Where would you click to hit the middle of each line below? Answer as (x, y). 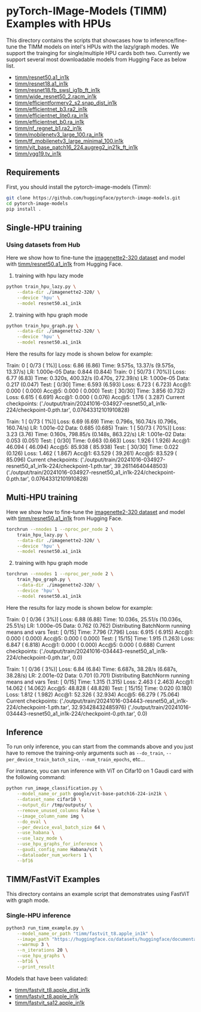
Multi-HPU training (42, 498)
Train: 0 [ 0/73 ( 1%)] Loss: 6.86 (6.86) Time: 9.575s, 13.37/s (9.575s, (91, 366)
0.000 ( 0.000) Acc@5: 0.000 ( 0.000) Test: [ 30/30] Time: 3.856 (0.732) (96, 391)
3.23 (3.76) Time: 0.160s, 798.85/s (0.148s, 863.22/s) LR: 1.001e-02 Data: (96, 434)
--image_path (33, 939)
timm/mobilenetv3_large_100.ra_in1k (59, 134)
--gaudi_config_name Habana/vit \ (60, 850)
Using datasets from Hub (43, 245)
